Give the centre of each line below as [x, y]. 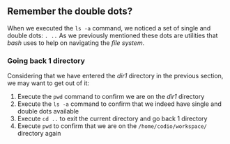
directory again [39, 134]
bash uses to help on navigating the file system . [76, 43]
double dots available [48, 111]
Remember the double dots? [70, 11]
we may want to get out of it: [48, 83]
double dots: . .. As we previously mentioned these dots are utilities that [113, 35]
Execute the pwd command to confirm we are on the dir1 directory [111, 97]
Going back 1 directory [46, 60]
